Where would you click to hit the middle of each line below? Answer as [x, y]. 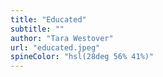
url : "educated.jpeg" [55, 47]
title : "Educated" [48, 19]
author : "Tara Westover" [62, 38]
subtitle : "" [37, 29]
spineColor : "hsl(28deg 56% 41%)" [82, 57]
